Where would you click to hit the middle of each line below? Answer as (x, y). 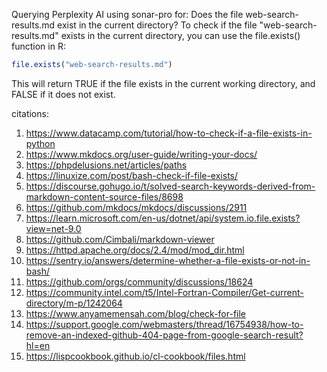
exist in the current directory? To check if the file (157, 25)
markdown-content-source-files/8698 (104, 196)
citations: (30, 113)
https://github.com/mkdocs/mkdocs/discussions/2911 (136, 207)
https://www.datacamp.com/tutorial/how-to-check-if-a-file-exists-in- (169, 133)
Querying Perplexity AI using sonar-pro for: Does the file (127, 14)
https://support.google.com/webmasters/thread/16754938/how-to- (164, 324)
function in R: (38, 46)
